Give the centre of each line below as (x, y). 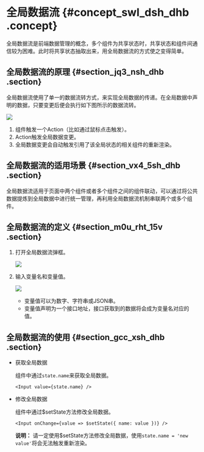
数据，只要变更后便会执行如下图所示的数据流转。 (78, 105)
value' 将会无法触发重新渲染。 (53, 443)
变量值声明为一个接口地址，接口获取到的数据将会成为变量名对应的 (107, 308)
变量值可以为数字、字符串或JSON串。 (71, 301)
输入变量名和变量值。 (42, 277)
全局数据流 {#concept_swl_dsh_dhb (98, 12)
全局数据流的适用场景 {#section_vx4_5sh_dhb (93, 166)
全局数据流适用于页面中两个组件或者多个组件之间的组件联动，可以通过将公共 (102, 191)
